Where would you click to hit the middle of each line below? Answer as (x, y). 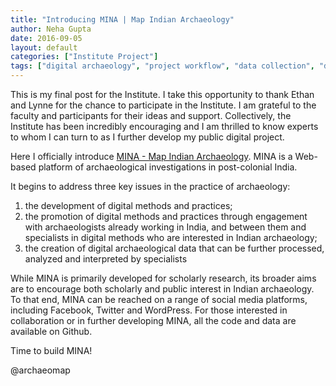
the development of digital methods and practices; (128, 205)
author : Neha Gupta (51, 29)
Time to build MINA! (51, 350)
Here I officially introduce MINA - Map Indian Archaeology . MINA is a (151, 156)
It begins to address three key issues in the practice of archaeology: (150, 186)
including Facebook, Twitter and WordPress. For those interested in (149, 310)
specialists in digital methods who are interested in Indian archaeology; (171, 237)
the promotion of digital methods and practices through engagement (166, 216)
